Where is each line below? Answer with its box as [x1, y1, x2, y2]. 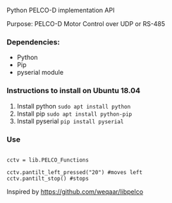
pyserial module [16, 68, 64, 77]
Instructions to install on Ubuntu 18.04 [6, 86, 141, 96]
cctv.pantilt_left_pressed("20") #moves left [6, 168, 142, 176]
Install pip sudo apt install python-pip [16, 109, 133, 118]
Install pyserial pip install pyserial [16, 116, 124, 125]
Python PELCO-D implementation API [6, 6, 115, 14]
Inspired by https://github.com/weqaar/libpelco [6, 187, 144, 196]
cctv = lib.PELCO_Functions [6, 156, 90, 164]
